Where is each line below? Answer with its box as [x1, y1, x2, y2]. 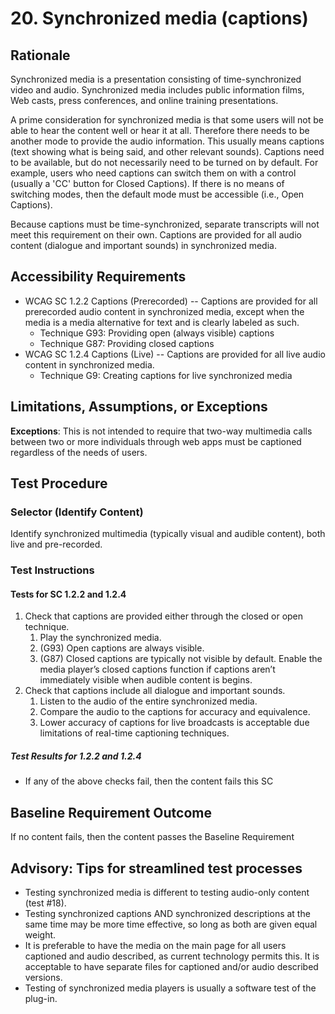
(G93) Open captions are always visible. [39, 642, 205, 654]
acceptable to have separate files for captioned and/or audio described [24, 961, 319, 973]
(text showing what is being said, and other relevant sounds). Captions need [10, 146, 325, 157]
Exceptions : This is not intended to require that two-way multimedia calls [10, 425, 313, 437]
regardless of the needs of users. [10, 446, 148, 458]
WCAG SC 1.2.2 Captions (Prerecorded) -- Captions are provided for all [24, 295, 318, 307]
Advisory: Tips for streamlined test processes [10, 860, 303, 877]
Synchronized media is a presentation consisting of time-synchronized [10, 73, 302, 85]
